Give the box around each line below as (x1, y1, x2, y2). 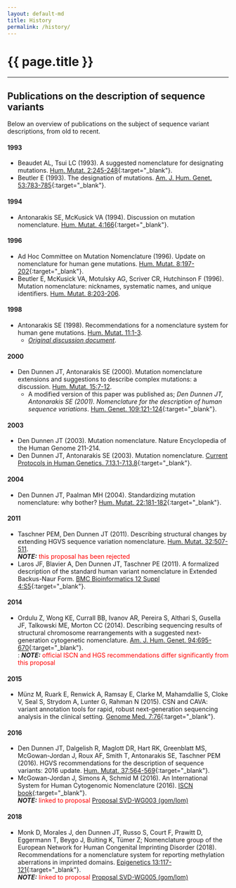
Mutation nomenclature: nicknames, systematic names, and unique (17, 281, 212, 290)
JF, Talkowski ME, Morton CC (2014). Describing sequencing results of (17, 621, 223, 629)
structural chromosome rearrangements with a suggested (17, 628, 185, 637)
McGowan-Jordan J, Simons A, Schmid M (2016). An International (17, 774, 209, 783)
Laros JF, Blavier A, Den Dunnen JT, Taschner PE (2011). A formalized (17, 559, 219, 568)
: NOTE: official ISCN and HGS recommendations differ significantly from (17, 651, 229, 659)
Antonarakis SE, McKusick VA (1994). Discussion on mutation (17, 213, 195, 221)
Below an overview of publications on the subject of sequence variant (7, 120, 209, 128)
